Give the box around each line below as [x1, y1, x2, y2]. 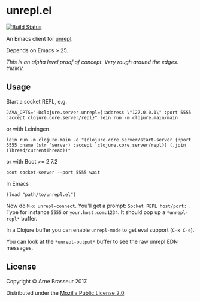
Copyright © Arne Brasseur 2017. [6, 277, 88, 285]
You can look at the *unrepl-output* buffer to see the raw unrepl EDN [6, 238, 178, 245]
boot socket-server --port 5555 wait [6, 169, 101, 176]
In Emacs [6, 180, 29, 187]
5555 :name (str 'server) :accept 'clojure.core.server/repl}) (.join [6, 142, 186, 148]
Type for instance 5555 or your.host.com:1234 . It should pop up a [6, 208, 166, 216]
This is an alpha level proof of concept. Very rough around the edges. [6, 58, 178, 65]
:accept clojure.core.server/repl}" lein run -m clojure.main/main [6, 114, 178, 120]
